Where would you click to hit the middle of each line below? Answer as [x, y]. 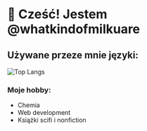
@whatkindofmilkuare [74, 29]
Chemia [28, 105]
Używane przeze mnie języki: [73, 55]
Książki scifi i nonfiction [52, 120]
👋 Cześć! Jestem [57, 14]
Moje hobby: [29, 90]
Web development [44, 113]
